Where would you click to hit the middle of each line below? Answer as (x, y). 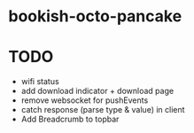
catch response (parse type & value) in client (103, 110)
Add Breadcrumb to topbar (70, 119)
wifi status (40, 82)
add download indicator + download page (97, 91)
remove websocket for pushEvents (85, 100)
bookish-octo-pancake (95, 16)
